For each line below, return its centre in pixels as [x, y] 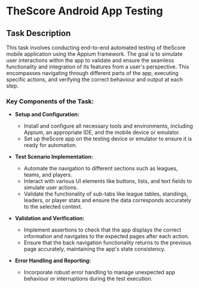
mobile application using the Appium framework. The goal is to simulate [94, 54]
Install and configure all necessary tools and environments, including [108, 126]
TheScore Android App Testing [85, 11]
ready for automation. [50, 145]
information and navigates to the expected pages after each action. [106, 236]
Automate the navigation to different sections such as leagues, [101, 169]
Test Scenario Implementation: [54, 157]
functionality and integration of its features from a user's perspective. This [98, 67]
